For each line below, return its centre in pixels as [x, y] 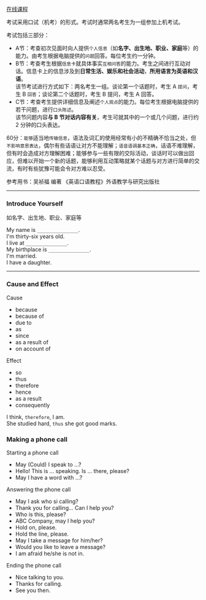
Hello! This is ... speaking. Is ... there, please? [72, 471]
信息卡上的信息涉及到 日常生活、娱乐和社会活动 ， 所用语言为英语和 [109, 71]
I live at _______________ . [37, 243]
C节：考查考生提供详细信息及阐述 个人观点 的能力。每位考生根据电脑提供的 [107, 102]
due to [23, 322]
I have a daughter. [29, 263]
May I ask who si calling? [47, 501]
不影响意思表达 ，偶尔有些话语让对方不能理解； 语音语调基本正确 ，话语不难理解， [102, 145]
